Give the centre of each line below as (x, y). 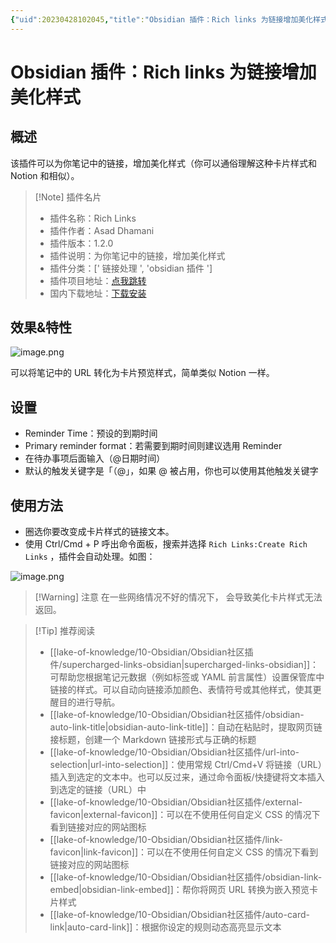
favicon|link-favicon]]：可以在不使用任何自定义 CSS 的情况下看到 (184, 852)
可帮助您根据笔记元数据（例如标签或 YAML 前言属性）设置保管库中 (187, 677)
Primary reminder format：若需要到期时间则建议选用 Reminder (153, 446)
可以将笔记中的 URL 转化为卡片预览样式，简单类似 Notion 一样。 (142, 373)
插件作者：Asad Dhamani (102, 230)
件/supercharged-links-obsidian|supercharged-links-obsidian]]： (184, 665)
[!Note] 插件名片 (68, 197)
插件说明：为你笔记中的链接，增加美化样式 (137, 255)
